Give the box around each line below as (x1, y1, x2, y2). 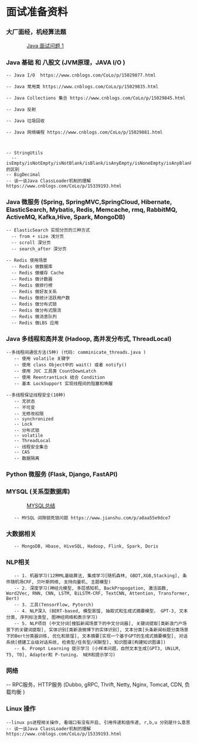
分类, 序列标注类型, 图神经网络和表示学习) (6, 615, 98, 621)
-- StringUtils (6, 150, 43, 156)
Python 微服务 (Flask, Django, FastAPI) (6, 470, 118, 479)
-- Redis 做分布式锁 (11, 301, 57, 307)
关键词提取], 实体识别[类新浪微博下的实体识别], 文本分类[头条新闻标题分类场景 (19, 627, 189, 633)
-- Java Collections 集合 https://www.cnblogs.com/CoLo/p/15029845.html (6, 95, 186, 101)
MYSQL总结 (26, 502, 56, 509)
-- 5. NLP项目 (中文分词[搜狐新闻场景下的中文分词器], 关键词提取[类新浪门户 (13, 621, 183, 627)
